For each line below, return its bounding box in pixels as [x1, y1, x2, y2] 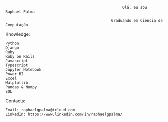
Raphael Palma [5, 9, 35, 14]
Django [5, 45, 19, 50]
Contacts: [5, 98, 26, 104]
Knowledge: [5, 31, 30, 37]
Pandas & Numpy [5, 85, 37, 90]
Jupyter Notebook [5, 67, 42, 72]
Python [5, 41, 19, 46]
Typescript [5, 63, 28, 68]
